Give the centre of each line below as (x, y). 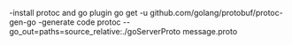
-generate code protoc (80, 22)
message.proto (210, 31)
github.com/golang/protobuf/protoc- (216, 13)
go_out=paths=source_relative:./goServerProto (95, 31)
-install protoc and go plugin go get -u (79, 13)
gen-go (23, 22)
